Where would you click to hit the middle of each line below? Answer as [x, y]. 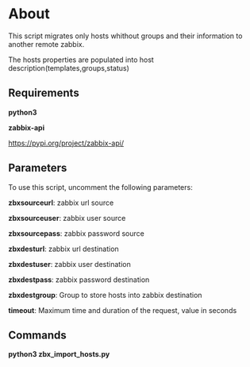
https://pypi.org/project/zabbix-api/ [66, 143]
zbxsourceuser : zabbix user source [67, 218]
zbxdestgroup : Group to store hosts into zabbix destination [105, 295]
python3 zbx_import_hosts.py [59, 354]
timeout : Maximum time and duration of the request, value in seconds [123, 310]
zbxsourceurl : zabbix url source [61, 203]
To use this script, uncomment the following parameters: [100, 187]
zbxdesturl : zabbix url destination [63, 249]
